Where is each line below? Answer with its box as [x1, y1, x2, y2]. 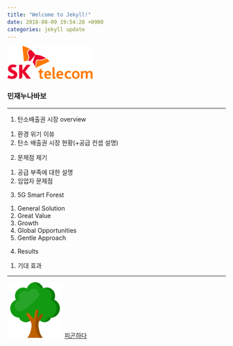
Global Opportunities [17, 226, 77, 234]
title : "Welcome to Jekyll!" [7, 11, 92, 18]
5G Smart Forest [17, 190, 64, 199]
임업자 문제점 [17, 176, 53, 185]
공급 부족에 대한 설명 [17, 167, 74, 176]
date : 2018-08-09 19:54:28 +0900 [7, 18, 104, 26]
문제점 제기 [17, 153, 48, 161]
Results [17, 247, 39, 255]
